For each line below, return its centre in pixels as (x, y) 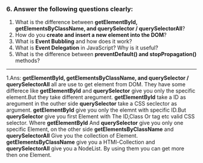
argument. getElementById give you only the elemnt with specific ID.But (96, 110)
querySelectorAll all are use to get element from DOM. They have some (96, 85)
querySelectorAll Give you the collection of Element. (72, 136)
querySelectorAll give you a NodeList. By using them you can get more (95, 149)
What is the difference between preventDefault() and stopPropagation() (106, 54)
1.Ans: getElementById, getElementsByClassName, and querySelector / (98, 78)
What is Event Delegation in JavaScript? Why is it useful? (86, 48)
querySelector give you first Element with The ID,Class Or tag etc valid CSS (101, 117)
